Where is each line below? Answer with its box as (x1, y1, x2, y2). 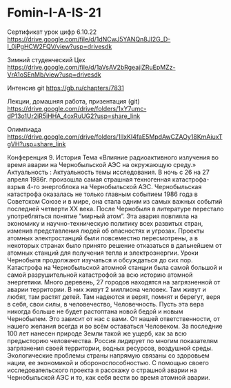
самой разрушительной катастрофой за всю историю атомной (7, 271, 193, 279)
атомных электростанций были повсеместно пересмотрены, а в (7, 233, 199, 242)
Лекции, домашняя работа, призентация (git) (7, 97, 140, 105)
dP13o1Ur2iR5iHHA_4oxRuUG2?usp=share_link (7, 112, 141, 120)
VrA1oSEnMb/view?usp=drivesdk (7, 70, 101, 79)
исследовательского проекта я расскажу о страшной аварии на (7, 366, 198, 374)
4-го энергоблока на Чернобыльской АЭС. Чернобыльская (26, 182, 202, 191)
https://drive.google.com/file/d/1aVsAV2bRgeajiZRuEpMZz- (7, 63, 176, 71)
